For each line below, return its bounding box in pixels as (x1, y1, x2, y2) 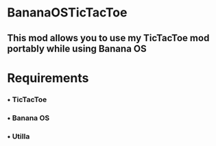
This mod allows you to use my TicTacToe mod (7, 32, 210, 44)
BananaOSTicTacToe (7, 5, 128, 21)
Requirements (7, 70, 89, 86)
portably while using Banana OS (7, 42, 147, 54)
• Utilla (7, 132, 30, 141)
